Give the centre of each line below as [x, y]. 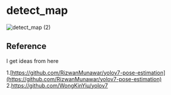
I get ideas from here [33, 61]
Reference [26, 46]
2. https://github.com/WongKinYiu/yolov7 [57, 85]
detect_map [37, 11]
